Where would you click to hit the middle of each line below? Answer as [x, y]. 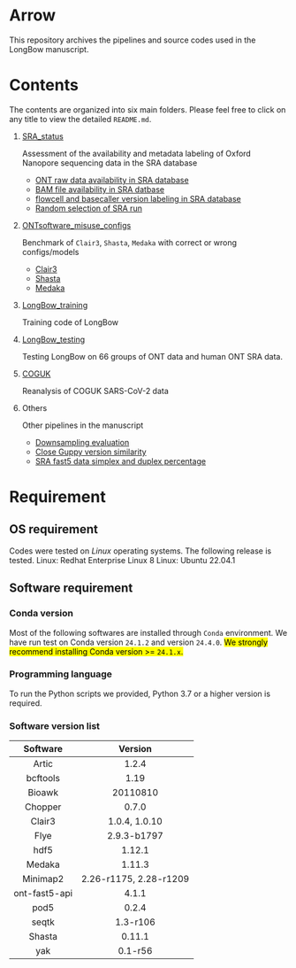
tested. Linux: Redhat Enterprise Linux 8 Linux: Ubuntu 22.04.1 [122, 560]
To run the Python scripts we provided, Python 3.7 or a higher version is [140, 693]
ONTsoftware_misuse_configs [76, 225]
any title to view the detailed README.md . [80, 119]
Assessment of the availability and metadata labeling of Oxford [137, 153]
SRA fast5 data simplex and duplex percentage [120, 461]
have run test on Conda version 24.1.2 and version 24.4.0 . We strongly [138, 642]
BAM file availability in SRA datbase [100, 189]
